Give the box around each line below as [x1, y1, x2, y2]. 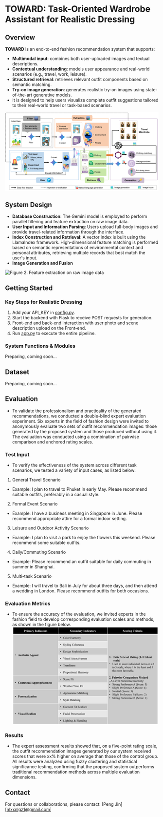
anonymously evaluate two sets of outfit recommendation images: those [12, 423, 157, 429]
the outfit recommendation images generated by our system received [12, 748, 151, 754]
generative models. [33, 92, 72, 98]
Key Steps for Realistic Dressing [5, 298, 83, 305]
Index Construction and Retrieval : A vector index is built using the [12, 234, 146, 240]
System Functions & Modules [5, 342, 75, 349]
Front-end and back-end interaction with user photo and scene [12, 320, 139, 326]
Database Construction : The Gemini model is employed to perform [12, 213, 147, 219]
